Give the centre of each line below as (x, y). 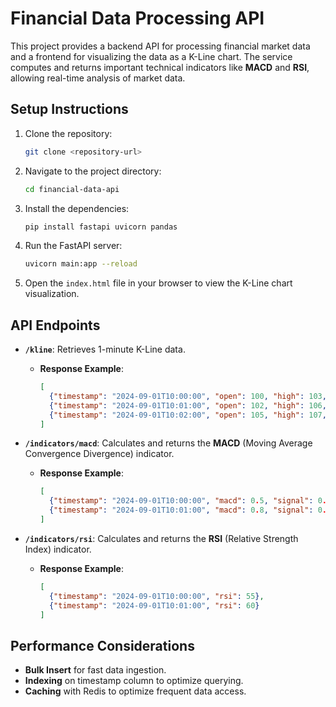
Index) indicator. (58, 549)
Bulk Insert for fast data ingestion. (95, 670)
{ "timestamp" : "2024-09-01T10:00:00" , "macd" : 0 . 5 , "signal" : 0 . (187, 501)
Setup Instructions (69, 109)
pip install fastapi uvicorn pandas (101, 227)
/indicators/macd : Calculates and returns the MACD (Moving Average (168, 443)
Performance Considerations (102, 645)
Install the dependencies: (77, 208)
